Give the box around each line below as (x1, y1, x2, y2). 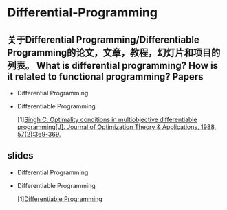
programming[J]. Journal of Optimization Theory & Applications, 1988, (17, 123, 217, 131)
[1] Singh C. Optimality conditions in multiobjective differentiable (17, 115, 197, 124)
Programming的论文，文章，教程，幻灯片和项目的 (7, 47, 221, 58)
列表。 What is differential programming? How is (7, 60, 219, 71)
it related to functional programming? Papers (7, 71, 204, 82)
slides (7, 150, 34, 162)
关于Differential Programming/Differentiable (7, 34, 199, 45)
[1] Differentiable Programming (17, 194, 103, 203)
